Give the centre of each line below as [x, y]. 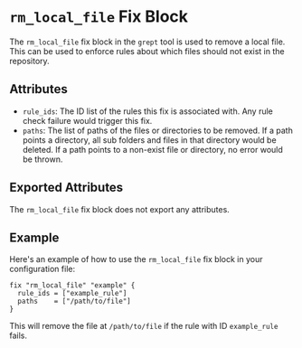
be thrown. [42, 159]
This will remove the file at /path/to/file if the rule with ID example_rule [144, 326]
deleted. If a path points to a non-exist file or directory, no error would [152, 149]
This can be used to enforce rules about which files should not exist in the [147, 51]
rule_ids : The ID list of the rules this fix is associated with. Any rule [148, 111]
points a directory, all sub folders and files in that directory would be [150, 140]
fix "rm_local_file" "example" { [72, 286]
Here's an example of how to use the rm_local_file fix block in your [136, 259]
